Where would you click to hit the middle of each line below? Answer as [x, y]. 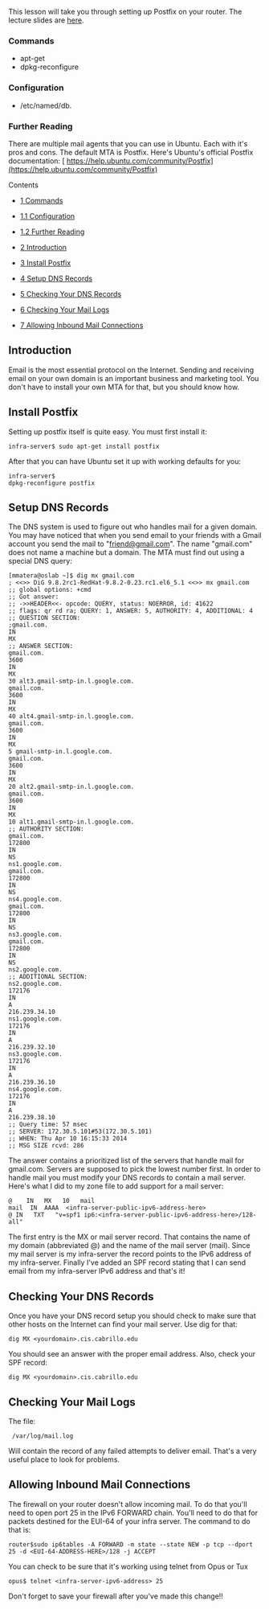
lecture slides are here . [46, 20]
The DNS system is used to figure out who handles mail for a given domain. [133, 527]
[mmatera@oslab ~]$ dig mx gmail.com [71, 576]
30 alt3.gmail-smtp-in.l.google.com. [71, 681]
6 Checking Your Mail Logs [65, 310]
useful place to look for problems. [64, 1459]
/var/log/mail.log [43, 1436]
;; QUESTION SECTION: [45, 618]
